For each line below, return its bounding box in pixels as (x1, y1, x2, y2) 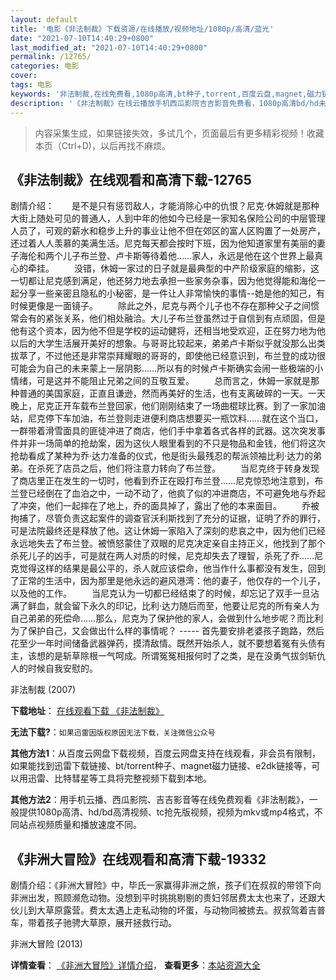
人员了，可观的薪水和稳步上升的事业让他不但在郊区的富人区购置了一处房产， (10, 225, 326, 237)
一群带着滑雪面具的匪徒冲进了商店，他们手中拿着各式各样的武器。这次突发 (10, 425, 317, 437)
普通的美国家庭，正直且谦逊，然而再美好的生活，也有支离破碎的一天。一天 (18, 387, 326, 400)
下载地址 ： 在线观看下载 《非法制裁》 (10, 705, 165, 717)
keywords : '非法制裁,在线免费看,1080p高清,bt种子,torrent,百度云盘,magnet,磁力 (10, 89, 322, 99)
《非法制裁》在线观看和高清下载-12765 (10, 171, 252, 188)
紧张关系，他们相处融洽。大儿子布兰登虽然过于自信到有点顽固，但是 (44, 312, 326, 325)
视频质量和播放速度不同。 (36, 819, 142, 831)
